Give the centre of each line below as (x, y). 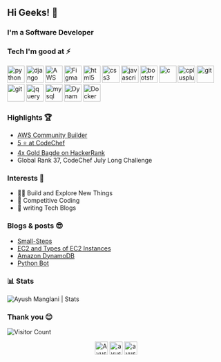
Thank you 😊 (30, 317)
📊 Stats (21, 281)
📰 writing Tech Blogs (47, 208)
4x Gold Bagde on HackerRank (61, 152)
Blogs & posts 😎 (35, 226)
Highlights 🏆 (30, 117)
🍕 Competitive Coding (48, 201)
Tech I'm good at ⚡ (39, 51)
